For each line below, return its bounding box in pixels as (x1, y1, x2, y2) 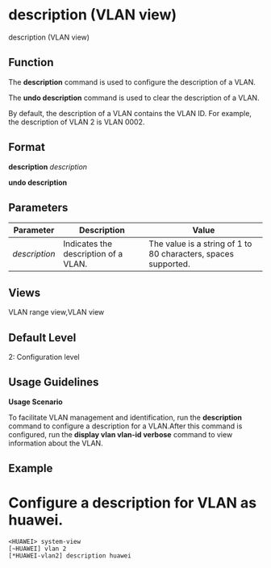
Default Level (8, 331, 77, 345)
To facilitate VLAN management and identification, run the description (8, 412, 243, 422)
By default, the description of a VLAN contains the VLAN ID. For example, (8, 108, 252, 118)
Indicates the (63, 238, 113, 249)
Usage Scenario (8, 397, 63, 407)
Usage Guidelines (8, 375, 99, 389)
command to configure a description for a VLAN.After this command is (8, 421, 243, 431)
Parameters (8, 200, 69, 215)
